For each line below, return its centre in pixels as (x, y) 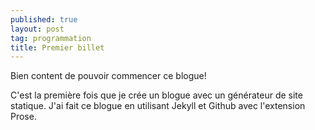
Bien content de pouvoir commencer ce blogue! (108, 76)
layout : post (37, 29)
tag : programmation (51, 38)
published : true (44, 19)
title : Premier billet (57, 47)
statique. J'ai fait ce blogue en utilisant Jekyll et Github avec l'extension (158, 106)
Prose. (23, 117)
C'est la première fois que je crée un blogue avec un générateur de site (156, 95)
